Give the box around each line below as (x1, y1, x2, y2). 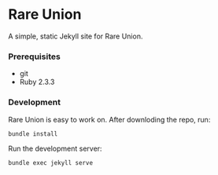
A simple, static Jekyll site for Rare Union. (8, 31, 143, 41)
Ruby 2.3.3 (19, 77, 55, 87)
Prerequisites (8, 51, 61, 62)
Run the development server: (8, 144, 102, 153)
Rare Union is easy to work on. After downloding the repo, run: (8, 115, 211, 124)
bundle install (8, 129, 58, 138)
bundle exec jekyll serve (8, 159, 93, 166)
